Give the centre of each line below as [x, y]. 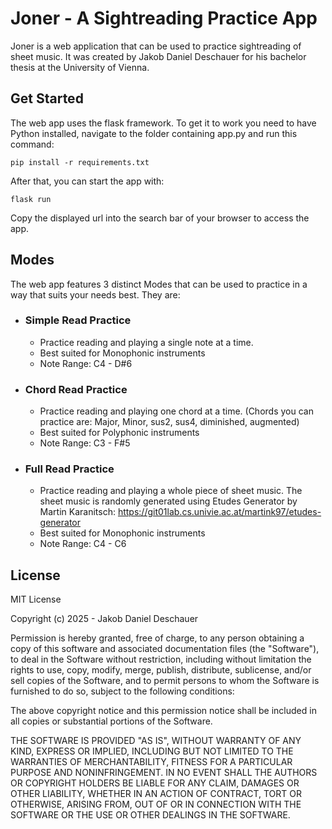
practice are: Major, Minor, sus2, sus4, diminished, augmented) [169, 422]
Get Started [47, 98]
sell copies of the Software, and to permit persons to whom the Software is [165, 681]
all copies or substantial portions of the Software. [111, 721]
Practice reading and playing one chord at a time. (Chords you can [176, 411]
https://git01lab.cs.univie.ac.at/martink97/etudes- [219, 512]
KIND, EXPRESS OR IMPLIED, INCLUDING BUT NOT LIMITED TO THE [152, 751]
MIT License [36, 599]
